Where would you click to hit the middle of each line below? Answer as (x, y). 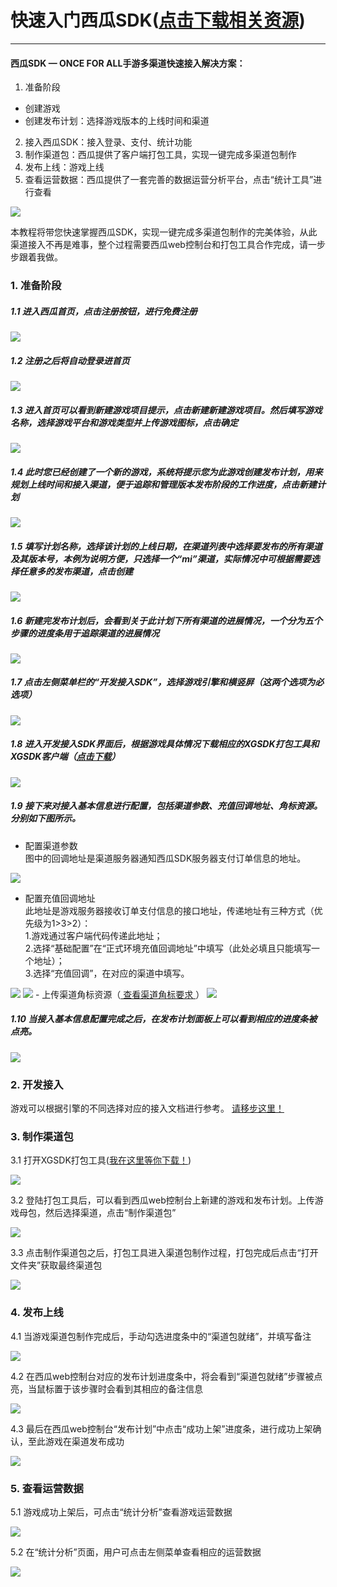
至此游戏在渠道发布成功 (76, 1441)
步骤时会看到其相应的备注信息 (141, 1388)
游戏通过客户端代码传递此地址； (97, 935)
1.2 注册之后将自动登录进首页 (70, 360)
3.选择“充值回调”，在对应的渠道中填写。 (107, 973)
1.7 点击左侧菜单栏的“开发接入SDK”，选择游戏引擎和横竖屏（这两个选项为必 (167, 682)
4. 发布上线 (37, 1313)
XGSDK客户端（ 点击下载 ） (65, 757)
